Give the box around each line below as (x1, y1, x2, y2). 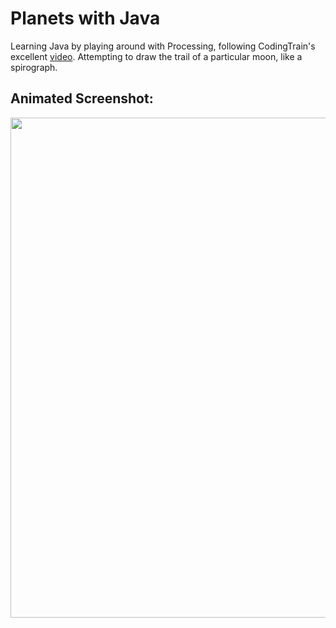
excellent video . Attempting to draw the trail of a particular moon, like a (10, 50, 303, 62)
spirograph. (10, 61, 58, 73)
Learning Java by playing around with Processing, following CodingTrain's (10, 40, 316, 52)
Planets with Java (10, 7, 161, 30)
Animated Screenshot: (10, 90, 154, 107)
